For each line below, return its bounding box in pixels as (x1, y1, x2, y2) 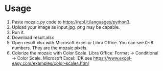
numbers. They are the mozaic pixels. (11, 45, 88, 51)
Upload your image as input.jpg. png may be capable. (11, 24, 120, 30)
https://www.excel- (93, 55, 132, 61)
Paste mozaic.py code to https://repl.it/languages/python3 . (11, 19, 131, 25)
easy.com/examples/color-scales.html (11, 60, 89, 66)
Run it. (11, 29, 25, 35)
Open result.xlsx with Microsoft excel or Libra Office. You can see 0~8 (11, 39, 154, 45)
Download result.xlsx (11, 35, 54, 40)
